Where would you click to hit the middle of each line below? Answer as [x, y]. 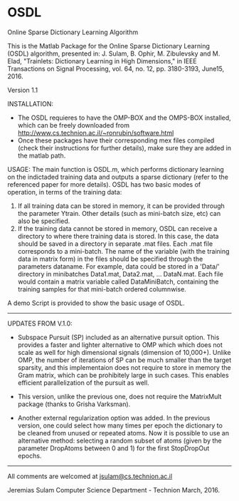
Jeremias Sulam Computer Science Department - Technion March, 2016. [114, 490]
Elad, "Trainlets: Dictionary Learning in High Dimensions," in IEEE [102, 61]
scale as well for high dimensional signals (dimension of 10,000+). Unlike [124, 352]
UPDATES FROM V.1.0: [40, 323]
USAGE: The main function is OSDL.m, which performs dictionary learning [116, 169]
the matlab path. [42, 155]
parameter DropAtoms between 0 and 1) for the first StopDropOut [113, 448]
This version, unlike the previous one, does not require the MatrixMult [119, 396]
